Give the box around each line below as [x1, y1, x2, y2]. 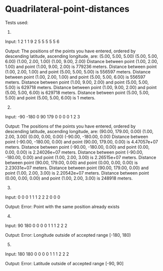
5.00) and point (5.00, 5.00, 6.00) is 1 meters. [5, 94, 96, 101]
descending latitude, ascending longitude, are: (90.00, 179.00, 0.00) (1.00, [5, 128, 154, 134]
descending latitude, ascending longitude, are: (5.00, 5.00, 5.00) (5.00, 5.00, [5, 53, 159, 59]
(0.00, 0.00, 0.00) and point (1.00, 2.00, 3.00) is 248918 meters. [5, 175, 133, 181]
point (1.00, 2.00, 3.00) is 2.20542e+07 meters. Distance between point [5, 170, 149, 176]
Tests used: [5, 20, 28, 25]
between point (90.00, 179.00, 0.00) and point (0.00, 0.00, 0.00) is [5, 159, 138, 165]
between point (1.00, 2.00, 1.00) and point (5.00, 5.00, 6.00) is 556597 [5, 74, 145, 80]
